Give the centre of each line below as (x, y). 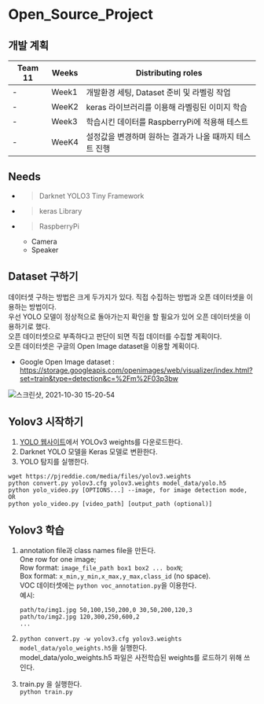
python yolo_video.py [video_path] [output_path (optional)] (110, 504)
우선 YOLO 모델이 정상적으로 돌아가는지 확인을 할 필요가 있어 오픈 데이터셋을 (125, 317)
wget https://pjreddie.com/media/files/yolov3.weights (100, 477)
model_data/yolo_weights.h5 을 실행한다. (83, 648)
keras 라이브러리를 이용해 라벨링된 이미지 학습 (167, 107)
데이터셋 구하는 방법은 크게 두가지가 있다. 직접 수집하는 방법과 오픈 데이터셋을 (126, 297)
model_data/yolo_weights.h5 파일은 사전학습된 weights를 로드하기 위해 (130, 658)
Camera (44, 241)
